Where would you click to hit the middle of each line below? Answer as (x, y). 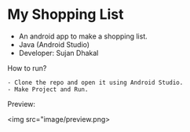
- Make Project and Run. (48, 89)
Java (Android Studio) (54, 44)
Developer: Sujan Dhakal (58, 53)
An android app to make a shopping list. (83, 36)
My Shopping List (66, 15)
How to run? (27, 68)
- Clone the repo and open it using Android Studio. (95, 82)
